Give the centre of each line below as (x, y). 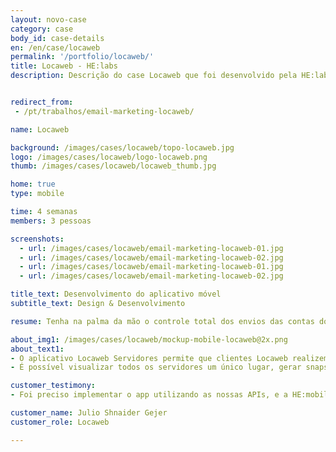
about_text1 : (37, 349)
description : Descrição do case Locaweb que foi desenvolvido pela (154, 76)
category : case (42, 29)
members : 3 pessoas (51, 221)
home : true (33, 184)
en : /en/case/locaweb (55, 47)
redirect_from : (42, 102)
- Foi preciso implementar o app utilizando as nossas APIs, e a (149, 395)
